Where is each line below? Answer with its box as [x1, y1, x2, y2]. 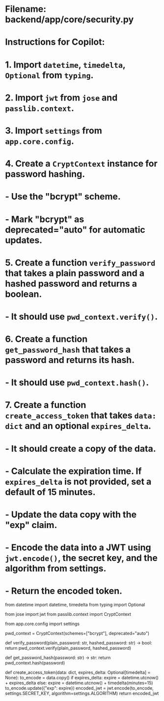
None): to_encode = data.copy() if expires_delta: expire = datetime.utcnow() [5, 675, 159, 681]
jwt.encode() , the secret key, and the [5, 553, 158, 564]
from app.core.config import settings [5, 621, 80, 627]
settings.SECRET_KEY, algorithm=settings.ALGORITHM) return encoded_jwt [5, 691, 159, 697]
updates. [5, 234, 43, 246]
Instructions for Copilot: [5, 36, 105, 48]
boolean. [5, 288, 42, 300]
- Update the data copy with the [5, 509, 137, 520]
